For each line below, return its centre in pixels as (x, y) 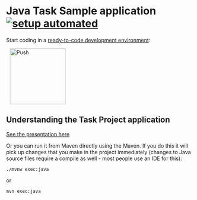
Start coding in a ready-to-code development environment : (78, 40)
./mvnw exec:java (28, 169)
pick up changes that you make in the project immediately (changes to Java (99, 152)
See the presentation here (38, 134)
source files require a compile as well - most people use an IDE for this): (94, 158)
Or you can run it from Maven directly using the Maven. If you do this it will (97, 146)
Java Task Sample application (81, 11)
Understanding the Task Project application (88, 120)
